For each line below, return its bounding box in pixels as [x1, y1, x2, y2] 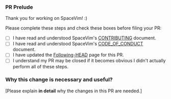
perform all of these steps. [12, 63, 69, 69]
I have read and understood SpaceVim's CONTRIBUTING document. [12, 35, 157, 41]
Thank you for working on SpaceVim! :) [5, 15, 88, 21]
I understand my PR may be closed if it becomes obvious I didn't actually [12, 58, 166, 64]
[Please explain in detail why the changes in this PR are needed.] [5, 88, 142, 94]
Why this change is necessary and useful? [5, 76, 113, 83]
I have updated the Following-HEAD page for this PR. [12, 52, 124, 58]
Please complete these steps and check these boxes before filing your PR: [5, 25, 162, 31]
